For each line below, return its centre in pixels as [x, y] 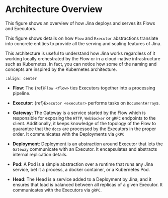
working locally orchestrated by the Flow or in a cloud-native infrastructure [83, 58]
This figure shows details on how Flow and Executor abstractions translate [82, 38]
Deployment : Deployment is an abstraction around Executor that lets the [88, 144]
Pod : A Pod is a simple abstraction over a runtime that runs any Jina [83, 164]
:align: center [21, 78]
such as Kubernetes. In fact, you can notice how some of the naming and [81, 64]
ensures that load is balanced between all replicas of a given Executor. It [88, 184]
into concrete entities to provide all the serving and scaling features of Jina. [83, 43]
